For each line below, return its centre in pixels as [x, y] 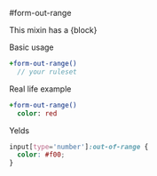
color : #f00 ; [41, 155]
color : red [37, 113]
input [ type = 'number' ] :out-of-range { [79, 147]
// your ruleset [47, 72]
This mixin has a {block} [53, 30]
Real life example [40, 89]
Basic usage [32, 47]
